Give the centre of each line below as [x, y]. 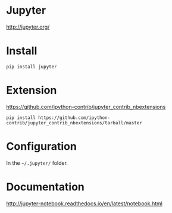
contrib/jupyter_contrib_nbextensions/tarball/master [74, 123]
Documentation [46, 187]
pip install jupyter [32, 67]
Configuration [42, 146]
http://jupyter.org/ [28, 27]
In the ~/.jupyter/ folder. [37, 163]
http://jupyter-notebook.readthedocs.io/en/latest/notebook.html [84, 203]
